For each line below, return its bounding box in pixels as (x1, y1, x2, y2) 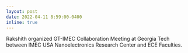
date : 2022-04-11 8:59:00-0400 (6, 14, 82, 20)
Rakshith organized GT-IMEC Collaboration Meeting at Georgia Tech (6, 36, 170, 43)
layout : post (6, 8, 38, 15)
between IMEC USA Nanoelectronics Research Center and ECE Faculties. (6, 41, 183, 48)
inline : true (6, 19, 38, 25)
